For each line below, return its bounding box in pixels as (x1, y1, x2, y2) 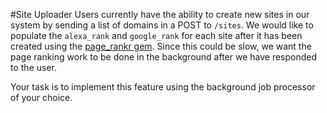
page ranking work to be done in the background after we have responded (10, 51, 318, 63)
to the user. (10, 62, 57, 73)
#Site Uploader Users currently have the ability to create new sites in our (10, 9, 310, 20)
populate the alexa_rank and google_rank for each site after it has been (10, 30, 303, 41)
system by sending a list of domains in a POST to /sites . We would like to (10, 19, 314, 31)
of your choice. (10, 92, 73, 103)
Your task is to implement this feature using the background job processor (10, 81, 316, 93)
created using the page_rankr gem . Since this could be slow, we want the (10, 40, 312, 52)
